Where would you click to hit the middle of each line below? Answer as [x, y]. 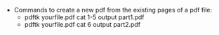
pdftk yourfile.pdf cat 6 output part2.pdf [82, 24]
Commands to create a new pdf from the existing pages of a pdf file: [113, 10]
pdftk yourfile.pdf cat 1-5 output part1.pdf [85, 17]
